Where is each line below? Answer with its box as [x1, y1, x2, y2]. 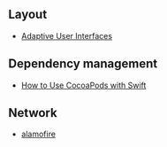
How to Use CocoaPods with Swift [20, 80, 147, 90]
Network [8, 105, 58, 120]
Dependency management [8, 57, 158, 72]
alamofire [20, 128, 57, 140]
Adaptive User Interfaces [20, 30, 112, 41]
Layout [8, 7, 48, 22]
